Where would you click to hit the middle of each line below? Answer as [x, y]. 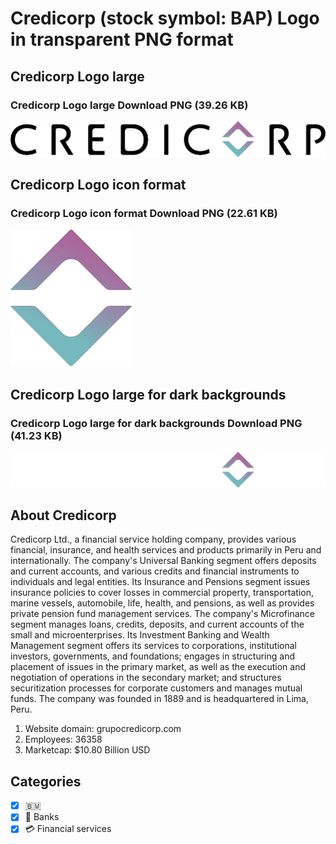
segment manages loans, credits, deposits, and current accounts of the [157, 624]
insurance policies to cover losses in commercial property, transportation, [162, 593]
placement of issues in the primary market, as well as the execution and [158, 667]
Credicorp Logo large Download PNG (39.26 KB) [129, 105]
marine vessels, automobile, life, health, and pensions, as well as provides [162, 603]
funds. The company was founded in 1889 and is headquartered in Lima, [159, 699]
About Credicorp [63, 515]
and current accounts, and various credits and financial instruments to [155, 571]
